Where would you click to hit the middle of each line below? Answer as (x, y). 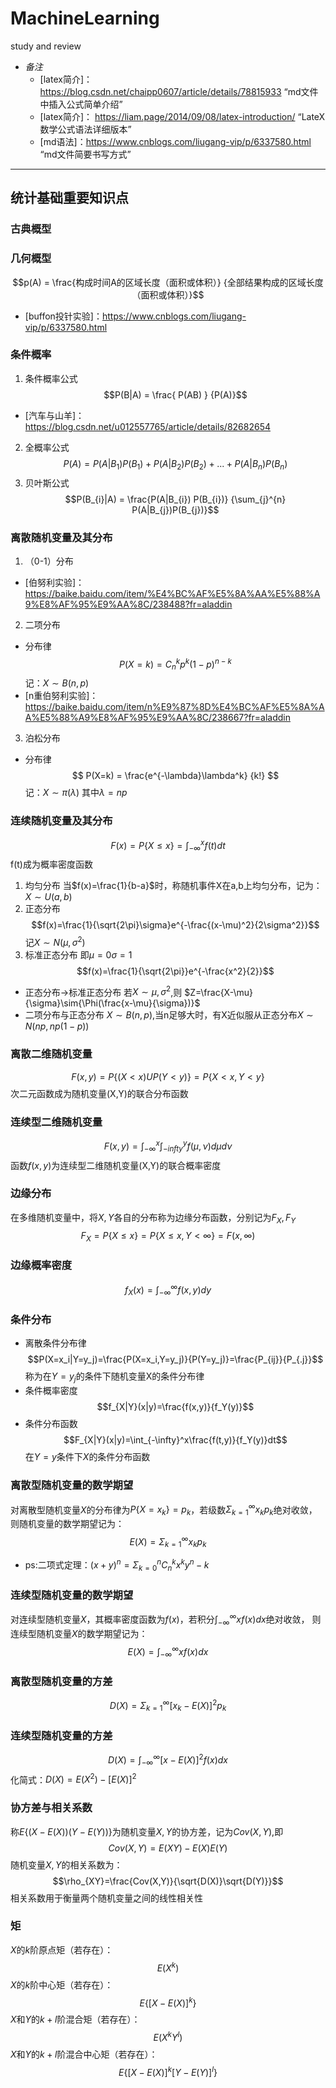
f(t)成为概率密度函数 (51, 864)
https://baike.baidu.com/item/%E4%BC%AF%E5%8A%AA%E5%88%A (172, 593)
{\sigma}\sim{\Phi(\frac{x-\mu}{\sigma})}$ (112, 1003)
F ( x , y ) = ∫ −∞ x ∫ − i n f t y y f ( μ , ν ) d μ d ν (168, 1146)
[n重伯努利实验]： (61, 696)
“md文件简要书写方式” (85, 154)
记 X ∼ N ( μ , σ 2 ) (55, 941)
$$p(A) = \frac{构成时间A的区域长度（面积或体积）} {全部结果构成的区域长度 (168, 282)
